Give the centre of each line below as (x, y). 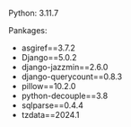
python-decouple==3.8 (65, 95)
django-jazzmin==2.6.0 (65, 67)
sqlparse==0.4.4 (52, 105)
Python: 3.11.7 (34, 13)
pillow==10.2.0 (48, 86)
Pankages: (28, 30)
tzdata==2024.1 (50, 115)
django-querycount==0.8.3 (72, 77)
